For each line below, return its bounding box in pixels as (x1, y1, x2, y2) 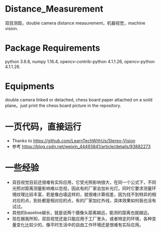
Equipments (5, 81, 55, 92)
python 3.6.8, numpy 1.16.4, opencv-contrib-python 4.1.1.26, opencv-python (5, 58, 155, 64)
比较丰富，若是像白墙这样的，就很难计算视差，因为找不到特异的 (25, 191, 152, 197)
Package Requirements (5, 43, 101, 54)
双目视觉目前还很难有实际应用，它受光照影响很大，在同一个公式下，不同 (12, 179, 156, 185)
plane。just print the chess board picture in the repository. (5, 102, 121, 108)
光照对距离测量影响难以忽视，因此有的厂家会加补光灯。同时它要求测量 (12, 185, 152, 191)
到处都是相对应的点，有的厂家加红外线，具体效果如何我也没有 (33, 198, 156, 203)
